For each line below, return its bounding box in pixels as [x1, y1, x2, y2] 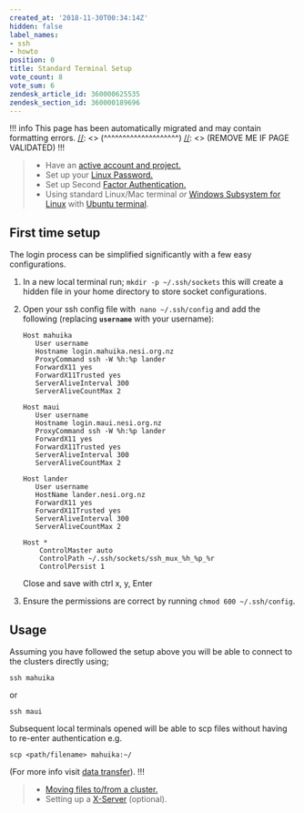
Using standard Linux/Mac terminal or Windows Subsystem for [45, 188, 281, 200]
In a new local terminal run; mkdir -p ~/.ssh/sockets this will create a [22, 277, 284, 288]
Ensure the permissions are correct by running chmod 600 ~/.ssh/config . [22, 595, 296, 606]
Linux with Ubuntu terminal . [45, 198, 149, 209]
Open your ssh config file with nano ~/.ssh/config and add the [22, 304, 261, 315]
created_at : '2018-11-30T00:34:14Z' [9, 13, 148, 23]
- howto [9, 47, 39, 56]
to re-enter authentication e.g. [9, 733, 123, 743]
